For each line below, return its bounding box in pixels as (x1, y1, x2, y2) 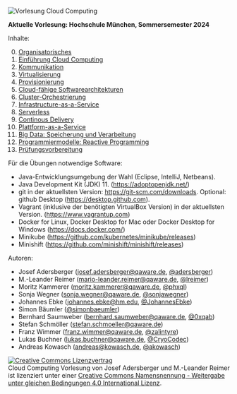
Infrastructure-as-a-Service (18, 100, 99, 109)
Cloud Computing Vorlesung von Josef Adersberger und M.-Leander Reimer (8, 364, 230, 372)
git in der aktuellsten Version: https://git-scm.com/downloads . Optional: (18, 188, 226, 196)
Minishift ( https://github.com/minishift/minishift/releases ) (18, 240, 184, 249)
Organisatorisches (18, 48, 72, 56)
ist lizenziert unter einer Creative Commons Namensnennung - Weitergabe (8, 371, 225, 379)
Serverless (18, 108, 50, 116)
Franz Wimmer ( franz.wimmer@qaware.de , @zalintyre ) (18, 328, 179, 335)
